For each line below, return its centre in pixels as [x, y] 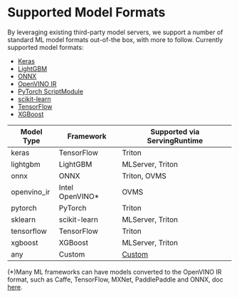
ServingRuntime [175, 140]
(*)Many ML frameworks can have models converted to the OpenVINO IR [115, 272]
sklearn [23, 220]
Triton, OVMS [144, 175]
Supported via [175, 131]
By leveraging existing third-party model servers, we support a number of [115, 32]
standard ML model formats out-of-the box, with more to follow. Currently [115, 39]
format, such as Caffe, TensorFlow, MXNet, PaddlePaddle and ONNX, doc [116, 279]
